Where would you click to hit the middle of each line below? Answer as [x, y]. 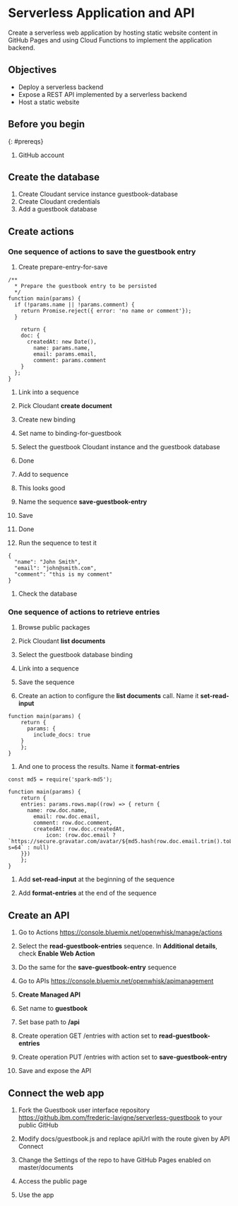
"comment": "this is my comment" [64, 574]
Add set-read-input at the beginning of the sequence [96, 879]
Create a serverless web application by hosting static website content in [113, 33]
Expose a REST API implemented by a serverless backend [102, 94]
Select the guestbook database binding [76, 655]
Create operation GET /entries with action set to [88, 1036]
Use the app [36, 1195]
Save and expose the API [55, 1071]
